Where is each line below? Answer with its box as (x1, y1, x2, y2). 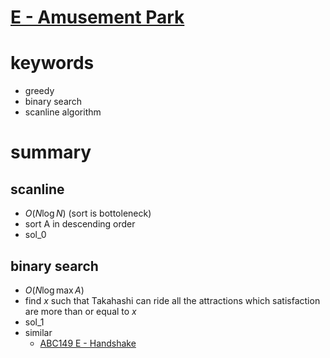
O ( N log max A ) (24, 284, 85, 296)
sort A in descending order (24, 218, 136, 230)
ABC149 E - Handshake (39, 337, 137, 349)
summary (10, 141, 92, 164)
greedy (24, 85, 55, 97)
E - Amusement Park (10, 6, 185, 29)
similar (24, 326, 53, 338)
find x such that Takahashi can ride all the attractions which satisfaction (24, 294, 321, 306)
